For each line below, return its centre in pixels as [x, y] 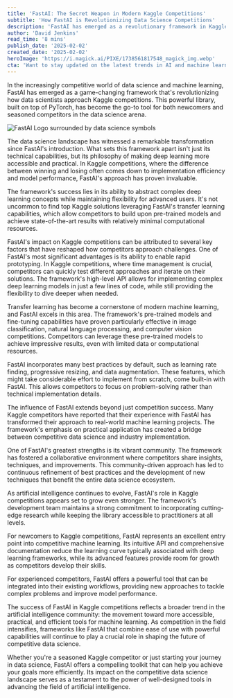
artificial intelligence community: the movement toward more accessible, [111, 614]
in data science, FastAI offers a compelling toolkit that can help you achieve [115, 664]
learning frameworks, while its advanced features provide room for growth [113, 558]
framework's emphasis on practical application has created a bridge [105, 429]
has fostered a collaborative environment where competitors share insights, [115, 457]
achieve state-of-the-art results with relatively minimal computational [106, 221]
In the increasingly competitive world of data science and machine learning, [115, 85]
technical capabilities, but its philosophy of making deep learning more [108, 156]
